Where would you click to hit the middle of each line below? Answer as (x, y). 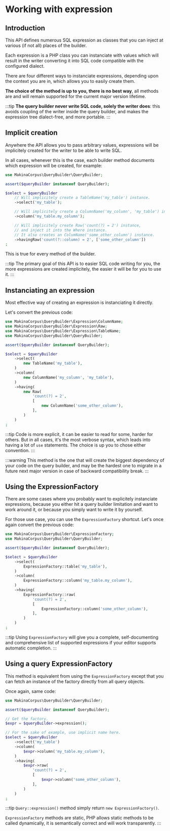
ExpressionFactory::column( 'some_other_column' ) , (95, 609)
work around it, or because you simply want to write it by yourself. (74, 510)
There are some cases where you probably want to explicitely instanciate (81, 499)
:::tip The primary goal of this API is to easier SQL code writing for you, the (83, 264)
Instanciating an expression (50, 290)
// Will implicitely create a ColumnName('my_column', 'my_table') (87, 212)
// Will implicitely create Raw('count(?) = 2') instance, (78, 225)
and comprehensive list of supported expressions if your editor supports (81, 642)
